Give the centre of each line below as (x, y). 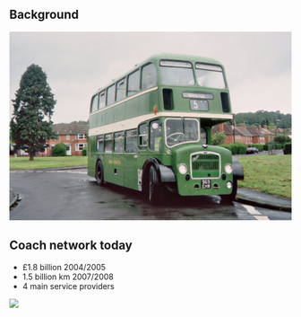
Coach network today (71, 246)
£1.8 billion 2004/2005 (64, 267)
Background (44, 15)
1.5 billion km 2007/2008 (68, 277)
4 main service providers (68, 286)
